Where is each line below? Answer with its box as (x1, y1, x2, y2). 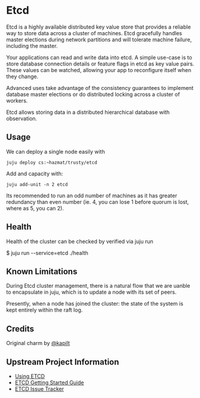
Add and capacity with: (6, 170, 63, 177)
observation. (6, 114, 38, 122)
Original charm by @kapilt (6, 340, 70, 347)
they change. (6, 73, 39, 80)
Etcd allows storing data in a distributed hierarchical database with (6, 108, 170, 116)
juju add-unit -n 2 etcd (6, 181, 68, 188)
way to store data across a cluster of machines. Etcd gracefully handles (6, 29, 183, 36)
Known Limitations (6, 266, 78, 276)
